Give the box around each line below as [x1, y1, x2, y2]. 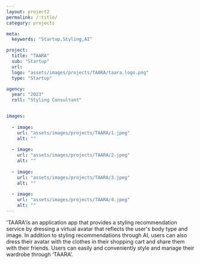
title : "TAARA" [11, 53, 50, 59]
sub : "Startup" [11, 58, 50, 64]
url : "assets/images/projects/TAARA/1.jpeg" [17, 130, 130, 136]
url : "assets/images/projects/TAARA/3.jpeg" [17, 175, 130, 181]
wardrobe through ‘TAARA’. [6, 250, 73, 258]
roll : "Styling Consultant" [11, 97, 82, 103]
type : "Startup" [11, 75, 52, 81]
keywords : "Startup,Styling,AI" [11, 37, 93, 43]
